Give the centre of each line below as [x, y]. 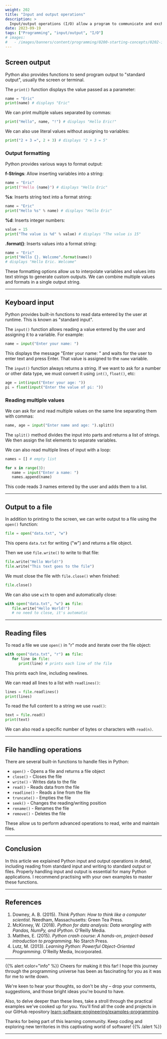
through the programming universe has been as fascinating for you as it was [83, 971]
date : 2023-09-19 [23, 28]
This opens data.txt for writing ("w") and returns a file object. [69, 543]
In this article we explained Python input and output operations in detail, [79, 861]
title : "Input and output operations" [45, 14]
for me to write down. [27, 976]
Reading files [26, 633]
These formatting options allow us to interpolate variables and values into [80, 272]
